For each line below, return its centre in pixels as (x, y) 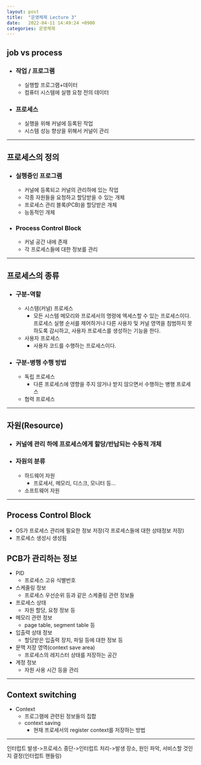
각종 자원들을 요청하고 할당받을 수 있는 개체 (74, 197)
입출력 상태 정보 (34, 633)
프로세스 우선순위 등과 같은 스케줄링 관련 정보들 (79, 595)
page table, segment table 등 (60, 625)
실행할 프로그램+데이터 (51, 85)
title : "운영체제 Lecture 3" (42, 17)
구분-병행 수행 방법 (41, 362)
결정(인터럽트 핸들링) (37, 756)
